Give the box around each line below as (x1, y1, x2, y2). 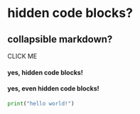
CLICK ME (7, 52, 38, 60)
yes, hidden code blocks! (7, 68, 83, 76)
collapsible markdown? (7, 33, 113, 45)
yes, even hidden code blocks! (7, 84, 99, 93)
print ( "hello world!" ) (7, 100, 75, 107)
